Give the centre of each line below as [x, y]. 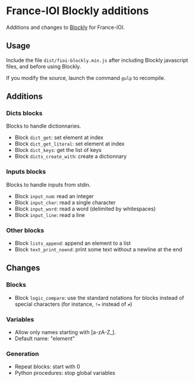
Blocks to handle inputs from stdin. [48, 184]
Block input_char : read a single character [65, 202]
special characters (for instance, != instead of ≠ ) [73, 304]
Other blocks [25, 230]
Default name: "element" [45, 339]
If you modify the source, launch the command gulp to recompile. [86, 77]
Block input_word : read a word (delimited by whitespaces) [85, 209]
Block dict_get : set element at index [59, 138]
